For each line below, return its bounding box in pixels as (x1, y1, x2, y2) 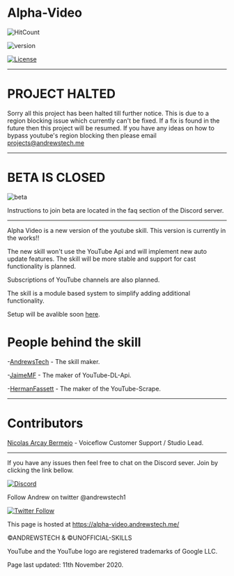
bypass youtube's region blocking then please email (7, 131, 157, 139)
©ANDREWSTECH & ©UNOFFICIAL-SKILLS (7, 533, 132, 542)
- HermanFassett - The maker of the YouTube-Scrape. (7, 384, 162, 393)
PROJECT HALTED (7, 86, 116, 102)
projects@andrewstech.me (7, 138, 85, 147)
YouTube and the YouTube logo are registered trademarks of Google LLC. (7, 547, 218, 555)
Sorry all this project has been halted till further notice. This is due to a (7, 109, 209, 117)
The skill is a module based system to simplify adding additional (7, 289, 190, 297)
